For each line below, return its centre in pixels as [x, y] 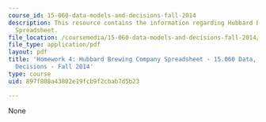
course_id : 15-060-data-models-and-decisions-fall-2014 [102, 15]
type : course [30, 74]
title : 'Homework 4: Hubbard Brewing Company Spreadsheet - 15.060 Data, [133, 60]
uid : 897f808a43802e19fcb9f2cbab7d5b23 [74, 81]
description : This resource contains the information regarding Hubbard [131, 23]
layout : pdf [28, 52]
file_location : [33, 37]
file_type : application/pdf [55, 45]
